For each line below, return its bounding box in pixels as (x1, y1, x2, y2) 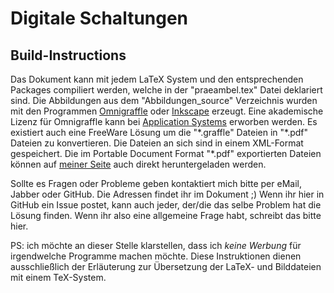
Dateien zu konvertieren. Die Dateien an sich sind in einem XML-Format (10, 137, 304, 149)
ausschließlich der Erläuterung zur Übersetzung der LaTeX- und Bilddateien (10, 261, 322, 272)
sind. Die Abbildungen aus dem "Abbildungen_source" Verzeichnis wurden (10, 95, 318, 106)
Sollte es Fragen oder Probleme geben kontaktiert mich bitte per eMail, (10, 178, 302, 189)
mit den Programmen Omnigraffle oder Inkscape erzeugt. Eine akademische (10, 105, 324, 117)
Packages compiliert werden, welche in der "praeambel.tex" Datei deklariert (10, 84, 323, 96)
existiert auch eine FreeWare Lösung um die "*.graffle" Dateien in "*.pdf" (10, 127, 309, 138)
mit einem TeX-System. (10, 272, 107, 283)
